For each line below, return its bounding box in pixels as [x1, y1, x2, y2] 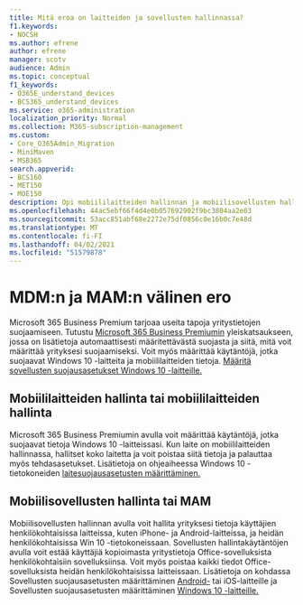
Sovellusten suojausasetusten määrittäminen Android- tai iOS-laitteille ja [9, 575, 278, 586]
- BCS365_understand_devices [9, 97, 119, 107]
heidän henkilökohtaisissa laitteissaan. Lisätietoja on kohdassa [59, 565, 291, 576]
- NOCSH [9, 30, 39, 39]
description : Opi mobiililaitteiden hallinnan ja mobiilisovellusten [9, 198, 277, 208]
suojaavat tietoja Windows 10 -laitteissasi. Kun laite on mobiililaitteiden [9, 439, 271, 450]
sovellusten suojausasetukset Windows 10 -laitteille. [9, 365, 203, 376]
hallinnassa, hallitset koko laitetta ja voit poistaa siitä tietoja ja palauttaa [9, 448, 273, 459]
